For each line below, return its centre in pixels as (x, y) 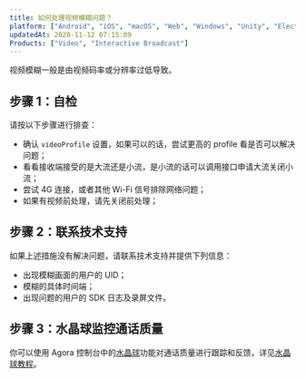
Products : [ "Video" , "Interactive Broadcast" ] (99, 43)
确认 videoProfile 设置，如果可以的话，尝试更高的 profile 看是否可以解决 (159, 144)
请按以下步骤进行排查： (53, 125)
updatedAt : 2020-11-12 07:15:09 (70, 34)
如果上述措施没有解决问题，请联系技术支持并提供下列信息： (121, 256)
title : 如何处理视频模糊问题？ (61, 18)
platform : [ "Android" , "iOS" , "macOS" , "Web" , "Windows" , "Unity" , (140, 26)
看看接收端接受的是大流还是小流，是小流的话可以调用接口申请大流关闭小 (157, 167)
